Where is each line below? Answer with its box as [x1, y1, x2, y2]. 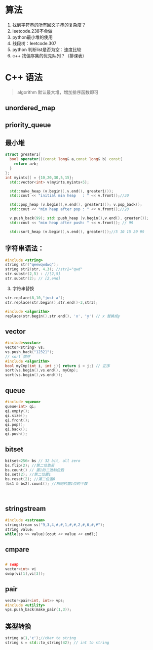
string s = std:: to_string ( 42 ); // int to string [5, 640, 110, 645]
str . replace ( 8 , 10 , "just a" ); [5, 295, 65, 300]
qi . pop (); [5, 422, 26, 427]
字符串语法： [5, 244, 44, 253]
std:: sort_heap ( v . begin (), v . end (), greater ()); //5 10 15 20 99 [9, 229, 145, 234]
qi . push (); [5, 431, 28, 437]
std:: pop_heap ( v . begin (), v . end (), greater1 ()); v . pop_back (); [9, 202, 143, 207]
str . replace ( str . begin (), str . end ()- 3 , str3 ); [5, 300, 98, 305]
